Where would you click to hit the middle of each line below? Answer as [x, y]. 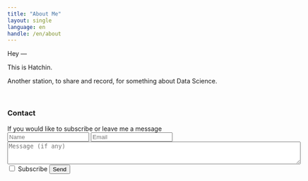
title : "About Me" [34, 14]
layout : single [30, 21]
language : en [26, 27]
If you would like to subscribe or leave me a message [85, 129]
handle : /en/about [34, 34]
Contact [22, 113]
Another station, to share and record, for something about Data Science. [112, 81]
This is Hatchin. [30, 67]
